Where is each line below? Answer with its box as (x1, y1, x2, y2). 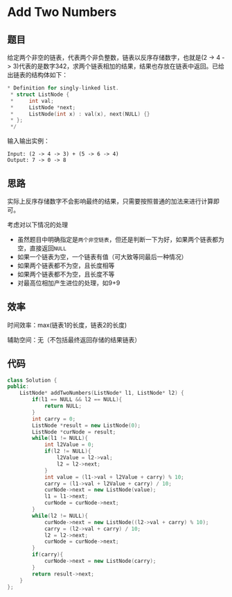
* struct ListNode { (10, 91, 70, 98)
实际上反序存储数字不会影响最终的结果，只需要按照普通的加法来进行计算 (7, 197, 213, 205)
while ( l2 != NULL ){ (32, 512, 89, 519)
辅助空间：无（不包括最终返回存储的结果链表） (7, 335, 141, 344)
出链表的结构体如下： (7, 71, 68, 79)
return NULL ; (44, 402, 82, 410)
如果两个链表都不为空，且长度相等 (17, 261, 115, 270)
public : (7, 383, 30, 390)
